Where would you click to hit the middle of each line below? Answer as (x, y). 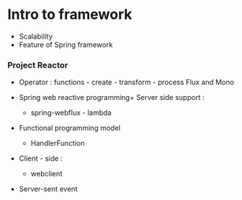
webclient (47, 174)
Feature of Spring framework (66, 44)
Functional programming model (70, 128)
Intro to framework (70, 15)
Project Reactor (38, 65)
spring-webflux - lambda (71, 113)
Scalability (35, 36)
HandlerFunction (58, 143)
